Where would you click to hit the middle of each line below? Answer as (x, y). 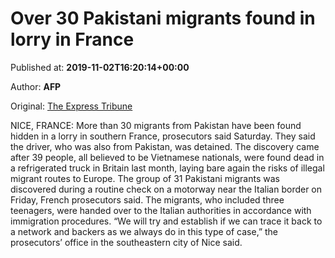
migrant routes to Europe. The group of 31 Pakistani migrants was (145, 178)
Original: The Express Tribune (71, 106)
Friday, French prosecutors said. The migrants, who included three (147, 199)
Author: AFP (36, 86)
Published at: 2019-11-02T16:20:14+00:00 (100, 67)
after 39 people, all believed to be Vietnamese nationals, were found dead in (167, 157)
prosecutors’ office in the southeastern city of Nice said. (126, 242)
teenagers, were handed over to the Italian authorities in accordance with (161, 210)
